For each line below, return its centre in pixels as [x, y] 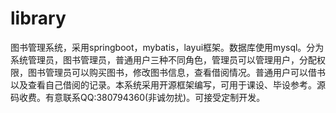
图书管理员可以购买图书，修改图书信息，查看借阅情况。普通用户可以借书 [176, 72]
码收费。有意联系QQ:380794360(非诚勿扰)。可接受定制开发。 [138, 97]
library [38, 18]
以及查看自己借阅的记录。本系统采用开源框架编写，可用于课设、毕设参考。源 [168, 84]
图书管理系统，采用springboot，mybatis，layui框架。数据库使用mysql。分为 [167, 47]
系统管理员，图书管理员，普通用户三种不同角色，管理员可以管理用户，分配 [163, 59]
